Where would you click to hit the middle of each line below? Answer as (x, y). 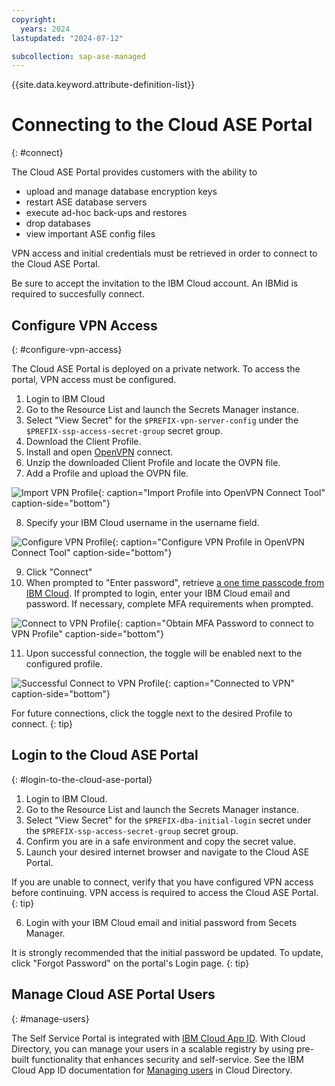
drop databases (58, 223)
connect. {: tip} (42, 724)
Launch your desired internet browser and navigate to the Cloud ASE (167, 852)
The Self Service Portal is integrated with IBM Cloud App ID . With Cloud (158, 1038)
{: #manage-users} (50, 1018)
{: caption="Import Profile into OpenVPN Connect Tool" (211, 492)
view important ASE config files (90, 234)
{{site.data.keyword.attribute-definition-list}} (103, 85)
